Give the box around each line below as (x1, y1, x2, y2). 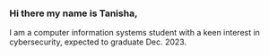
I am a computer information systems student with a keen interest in (9, 28, 260, 38)
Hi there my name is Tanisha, (9, 7, 138, 20)
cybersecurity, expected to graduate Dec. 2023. (9, 36, 187, 47)
